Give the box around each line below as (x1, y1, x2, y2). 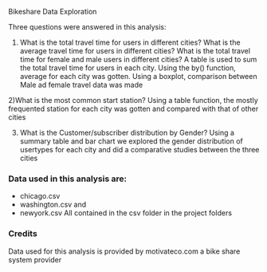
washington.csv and (19, 199, 87, 210)
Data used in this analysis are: (8, 173, 128, 184)
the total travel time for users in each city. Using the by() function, (19, 63, 237, 73)
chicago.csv (19, 191, 61, 201)
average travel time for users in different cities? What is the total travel (19, 46, 251, 55)
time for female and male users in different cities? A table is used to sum (19, 55, 257, 64)
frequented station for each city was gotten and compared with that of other (8, 104, 259, 113)
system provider (8, 254, 62, 264)
